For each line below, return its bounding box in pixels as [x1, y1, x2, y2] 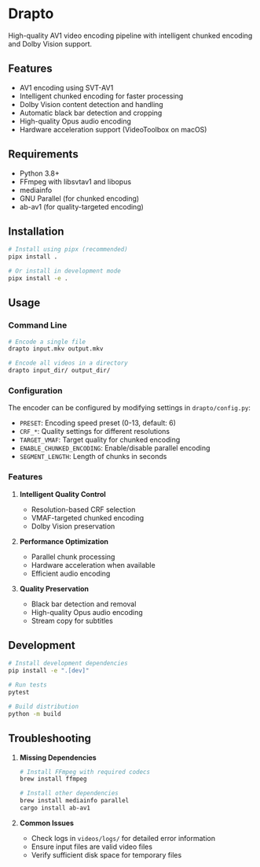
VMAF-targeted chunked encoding [31, 513, 145, 522]
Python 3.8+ [19, 169, 60, 178]
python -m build [8, 710, 61, 717]
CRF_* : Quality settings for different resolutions [19, 427, 170, 436]
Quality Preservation [19, 584, 89, 593]
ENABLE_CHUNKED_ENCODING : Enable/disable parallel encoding [19, 443, 211, 453]
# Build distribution [8, 702, 79, 710]
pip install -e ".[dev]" [8, 667, 90, 675]
